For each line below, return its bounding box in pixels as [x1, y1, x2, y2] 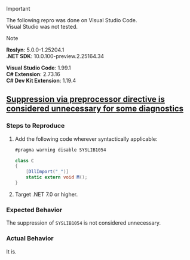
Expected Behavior [6, 205, 63, 214]
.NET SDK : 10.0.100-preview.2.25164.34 [6, 53, 105, 59]
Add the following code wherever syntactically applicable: [14, 135, 158, 143]
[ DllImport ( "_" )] [26, 169, 69, 175]
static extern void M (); [26, 174, 88, 180]
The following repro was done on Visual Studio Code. [6, 17, 137, 23]
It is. [6, 248, 17, 255]
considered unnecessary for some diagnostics [6, 104, 184, 114]
